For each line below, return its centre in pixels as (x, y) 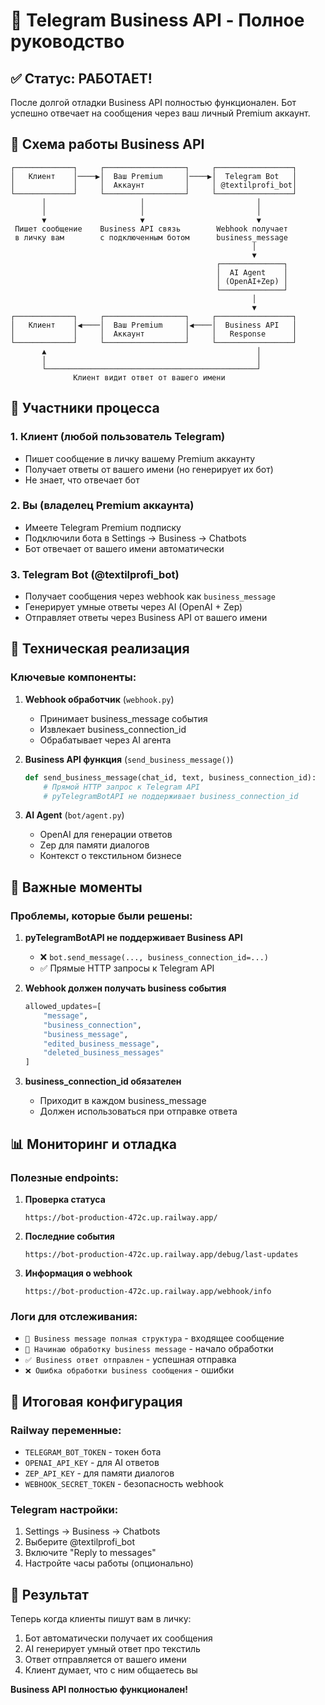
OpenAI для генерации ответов (106, 835)
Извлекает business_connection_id (113, 729)
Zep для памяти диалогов (94, 845)
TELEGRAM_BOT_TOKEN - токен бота (93, 1451)
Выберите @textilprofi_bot (80, 1542)
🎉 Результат (49, 1594)
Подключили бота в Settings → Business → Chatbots (135, 538)
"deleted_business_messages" (104, 1053)
